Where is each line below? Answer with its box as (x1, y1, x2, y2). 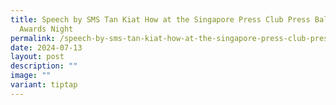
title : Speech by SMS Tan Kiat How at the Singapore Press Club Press (10, 14, 311, 25)
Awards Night (19, 24, 74, 34)
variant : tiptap (10, 80, 78, 90)
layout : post (10, 52, 65, 62)
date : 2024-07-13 (10, 42, 83, 53)
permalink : (10, 33, 56, 43)
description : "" (10, 61, 78, 71)
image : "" (10, 71, 52, 81)
